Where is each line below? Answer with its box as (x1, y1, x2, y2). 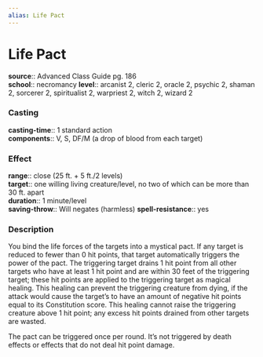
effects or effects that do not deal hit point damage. (8, 341, 175, 350)
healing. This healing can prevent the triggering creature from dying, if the (8, 283, 248, 293)
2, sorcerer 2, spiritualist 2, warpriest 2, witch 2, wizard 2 (8, 88, 193, 97)
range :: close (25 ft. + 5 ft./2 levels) (8, 171, 123, 180)
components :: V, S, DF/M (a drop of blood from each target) (8, 133, 203, 143)
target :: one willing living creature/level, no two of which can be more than (8, 180, 250, 189)
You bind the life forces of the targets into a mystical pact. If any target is (8, 242, 243, 251)
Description (8, 224, 54, 235)
